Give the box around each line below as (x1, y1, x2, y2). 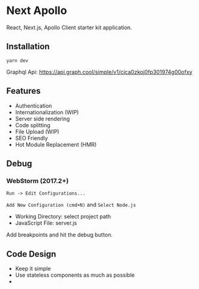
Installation (6, 41, 50, 52)
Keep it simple (15, 265, 51, 273)
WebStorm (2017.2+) (6, 176, 69, 185)
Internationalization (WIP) (15, 108, 79, 116)
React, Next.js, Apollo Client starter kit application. (6, 24, 133, 31)
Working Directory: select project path (15, 213, 111, 220)
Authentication (15, 102, 52, 110)
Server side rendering (15, 115, 70, 122)
